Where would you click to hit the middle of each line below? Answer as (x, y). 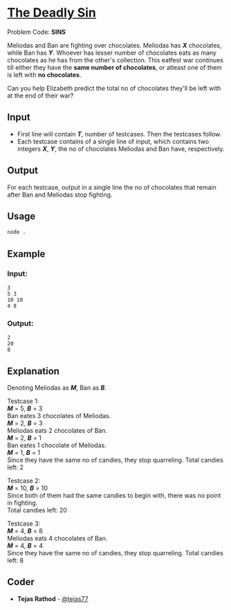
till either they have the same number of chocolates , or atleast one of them (115, 67)
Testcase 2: (24, 481)
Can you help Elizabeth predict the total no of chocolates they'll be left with (114, 88)
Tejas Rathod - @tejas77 (53, 599)
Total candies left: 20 (37, 510)
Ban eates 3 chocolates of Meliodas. (59, 416)
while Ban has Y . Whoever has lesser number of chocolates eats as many (112, 53)
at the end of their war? (40, 96)
